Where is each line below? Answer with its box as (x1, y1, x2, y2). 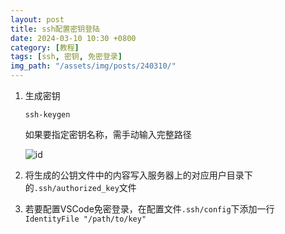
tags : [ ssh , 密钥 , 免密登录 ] (10, 52, 123, 62)
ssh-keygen (24, 110, 71, 120)
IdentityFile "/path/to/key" (24, 214, 147, 224)
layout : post (10, 14, 65, 25)
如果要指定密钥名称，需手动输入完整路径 (24, 129, 192, 140)
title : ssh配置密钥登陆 (10, 24, 100, 34)
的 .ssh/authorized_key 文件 (24, 182, 137, 193)
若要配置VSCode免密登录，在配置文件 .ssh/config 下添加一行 (24, 203, 275, 215)
